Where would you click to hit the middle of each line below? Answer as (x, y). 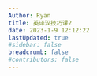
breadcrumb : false (38, 52)
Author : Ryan (30, 15)
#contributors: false (44, 60)
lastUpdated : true (38, 38)
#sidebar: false (35, 45)
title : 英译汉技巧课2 (40, 23)
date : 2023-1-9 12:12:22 (49, 30)
